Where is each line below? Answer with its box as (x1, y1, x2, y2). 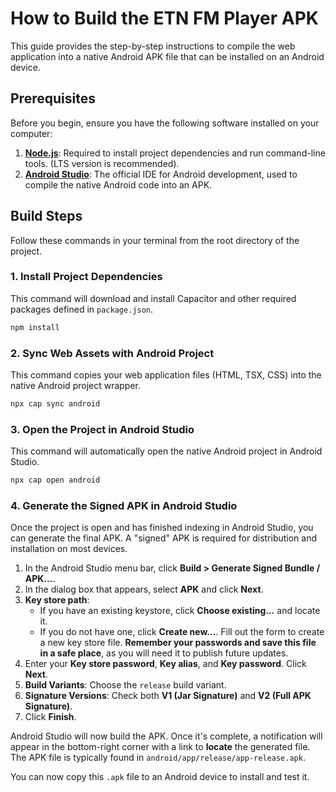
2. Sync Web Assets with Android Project (10, 346, 215, 360)
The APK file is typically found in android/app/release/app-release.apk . (10, 752, 306, 764)
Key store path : (24, 594, 90, 606)
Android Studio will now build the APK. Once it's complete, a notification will (10, 730, 323, 742)
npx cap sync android (10, 399, 101, 409)
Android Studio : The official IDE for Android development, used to (24, 168, 298, 180)
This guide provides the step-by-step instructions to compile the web (10, 40, 296, 52)
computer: (10, 127, 53, 139)
